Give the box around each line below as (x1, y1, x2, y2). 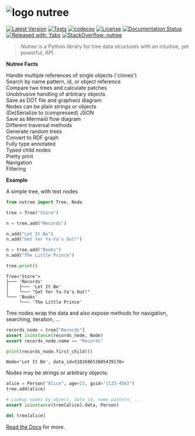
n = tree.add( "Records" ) (6, 220, 67, 226)
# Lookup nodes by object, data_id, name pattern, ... (6, 397, 143, 403)
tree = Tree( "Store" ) (6, 210, 59, 216)
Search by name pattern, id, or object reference (6, 78, 121, 85)
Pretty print (6, 152, 33, 159)
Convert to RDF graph (6, 134, 59, 141)
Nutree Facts (6, 60, 39, 67)
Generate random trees (6, 128, 63, 135)
